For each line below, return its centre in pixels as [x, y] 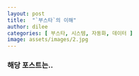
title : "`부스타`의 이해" [42, 20]
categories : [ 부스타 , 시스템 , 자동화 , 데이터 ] [70, 33]
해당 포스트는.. [30, 66]
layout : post [26, 14]
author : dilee [28, 26]
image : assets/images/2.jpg [48, 40]
